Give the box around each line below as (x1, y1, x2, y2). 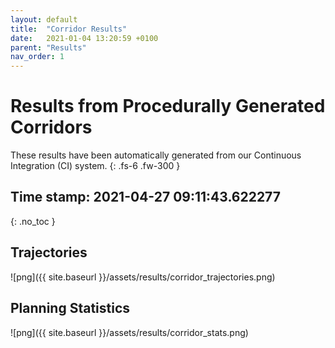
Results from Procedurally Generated (10, 95, 326, 118)
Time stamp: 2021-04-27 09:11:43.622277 (10, 189, 281, 206)
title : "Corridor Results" (10, 24, 128, 34)
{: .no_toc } (10, 215, 56, 227)
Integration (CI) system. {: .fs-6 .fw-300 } (10, 160, 181, 172)
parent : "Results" (10, 42, 87, 53)
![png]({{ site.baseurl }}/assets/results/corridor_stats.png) (10, 326, 249, 338)
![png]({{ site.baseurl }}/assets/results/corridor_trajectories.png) (10, 271, 276, 283)
